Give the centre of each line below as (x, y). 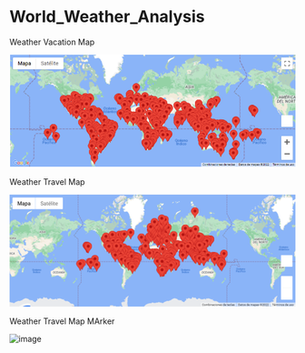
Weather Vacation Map (52, 42)
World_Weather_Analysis (108, 17)
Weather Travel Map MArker (62, 321)
